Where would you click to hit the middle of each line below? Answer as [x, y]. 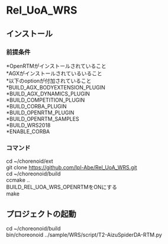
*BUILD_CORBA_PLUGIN [36, 106]
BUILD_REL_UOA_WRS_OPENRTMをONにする [62, 187]
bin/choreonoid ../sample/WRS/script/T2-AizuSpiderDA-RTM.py [84, 235]
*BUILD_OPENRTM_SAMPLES [43, 118]
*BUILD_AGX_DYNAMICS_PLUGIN [48, 94]
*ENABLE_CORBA [28, 131]
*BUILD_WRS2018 [28, 125]
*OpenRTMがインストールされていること [56, 66]
